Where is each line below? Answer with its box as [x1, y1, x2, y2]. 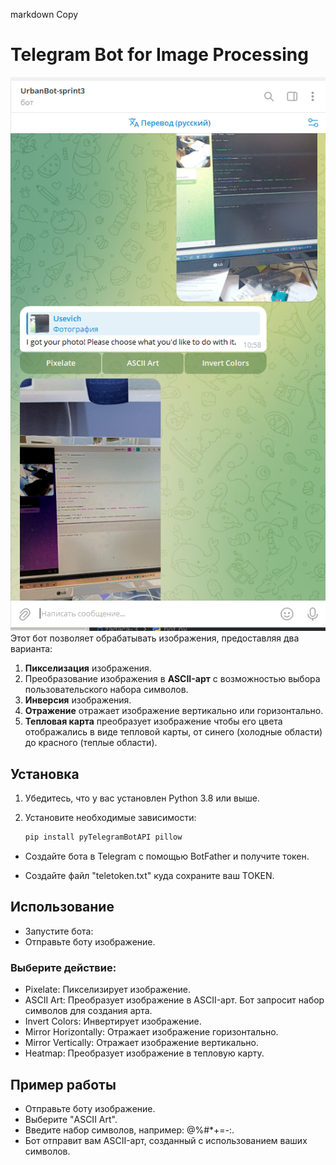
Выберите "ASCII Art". [24, 1113, 118, 1125]
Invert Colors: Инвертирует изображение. [24, 1015, 202, 1028]
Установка [10, 765, 80, 783]
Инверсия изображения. [24, 694, 132, 706]
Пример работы [10, 1076, 117, 1093]
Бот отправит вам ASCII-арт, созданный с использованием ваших [24, 1134, 308, 1146]
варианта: [10, 643, 53, 655]
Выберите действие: [10, 960, 117, 974]
